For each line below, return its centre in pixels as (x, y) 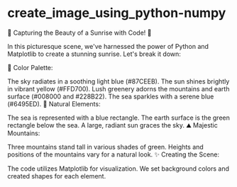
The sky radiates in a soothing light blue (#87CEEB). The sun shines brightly (118, 81)
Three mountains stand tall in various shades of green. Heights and (105, 147)
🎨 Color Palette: (30, 67)
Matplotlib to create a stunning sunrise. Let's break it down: (94, 54)
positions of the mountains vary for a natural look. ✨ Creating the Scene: (114, 154)
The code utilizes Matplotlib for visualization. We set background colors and (118, 169)
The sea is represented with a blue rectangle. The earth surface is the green (119, 118)
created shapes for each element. (57, 176)
